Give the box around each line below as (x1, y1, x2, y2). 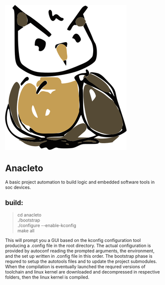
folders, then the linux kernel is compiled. (5, 274, 90, 280)
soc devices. (5, 184, 31, 190)
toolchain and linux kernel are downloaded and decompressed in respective (5, 269, 160, 275)
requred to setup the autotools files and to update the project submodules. (5, 258, 157, 264)
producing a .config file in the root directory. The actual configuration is (5, 242, 151, 248)
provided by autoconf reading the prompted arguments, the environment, (5, 248, 155, 254)
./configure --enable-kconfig (17, 222, 77, 228)
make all (17, 228, 35, 233)
